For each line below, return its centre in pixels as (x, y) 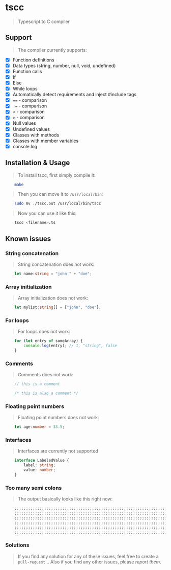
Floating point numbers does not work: (58, 418)
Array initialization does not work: (53, 298)
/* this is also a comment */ (47, 393)
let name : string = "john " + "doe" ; (53, 273)
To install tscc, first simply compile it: (56, 175)
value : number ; (40, 470)
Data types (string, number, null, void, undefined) (64, 65)
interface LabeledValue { (42, 461)
